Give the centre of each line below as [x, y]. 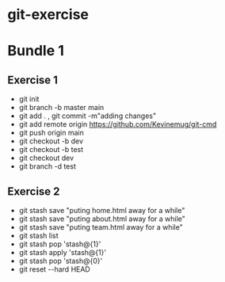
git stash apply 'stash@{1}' [63, 252]
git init [29, 99]
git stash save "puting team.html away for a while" [101, 227]
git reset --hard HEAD [54, 269]
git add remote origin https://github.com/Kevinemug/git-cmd [118, 124]
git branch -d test [48, 166]
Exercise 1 [33, 80]
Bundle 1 [36, 51]
